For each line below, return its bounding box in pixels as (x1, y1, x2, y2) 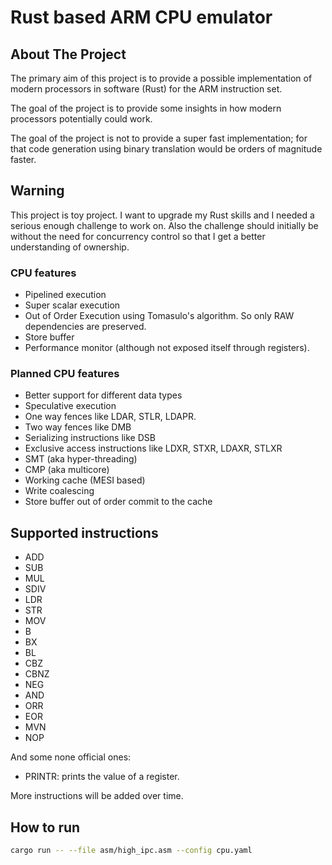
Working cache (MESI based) (24, 474, 146, 486)
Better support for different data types (24, 389, 183, 401)
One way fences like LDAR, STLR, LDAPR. (24, 411, 197, 423)
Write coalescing (24, 485, 95, 497)
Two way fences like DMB (24, 421, 132, 433)
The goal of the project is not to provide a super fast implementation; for (10, 132, 308, 144)
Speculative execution (24, 400, 117, 412)
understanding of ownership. (10, 241, 130, 253)
